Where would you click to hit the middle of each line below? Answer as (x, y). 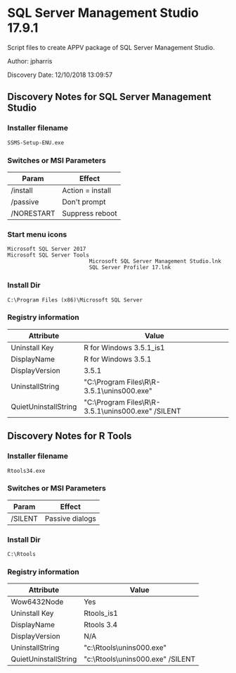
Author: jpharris (30, 61)
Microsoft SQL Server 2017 (47, 249)
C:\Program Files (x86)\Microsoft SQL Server (75, 300)
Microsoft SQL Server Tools (48, 255)
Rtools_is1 (101, 613)
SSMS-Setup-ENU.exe (36, 142)
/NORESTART (33, 213)
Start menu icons (37, 234)
